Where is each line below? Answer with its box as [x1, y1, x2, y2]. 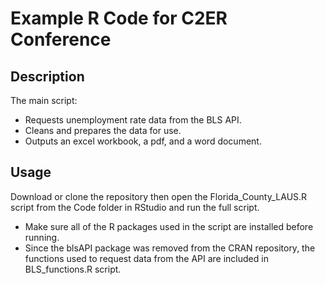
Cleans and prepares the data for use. [24, 125, 182, 136]
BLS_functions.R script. [24, 263, 122, 275]
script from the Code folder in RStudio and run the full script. [10, 201, 260, 213]
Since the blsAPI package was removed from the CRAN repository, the [24, 242, 316, 254]
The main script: [10, 95, 78, 106]
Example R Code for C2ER [10, 7, 228, 30]
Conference [10, 28, 112, 51]
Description [10, 68, 85, 85]
